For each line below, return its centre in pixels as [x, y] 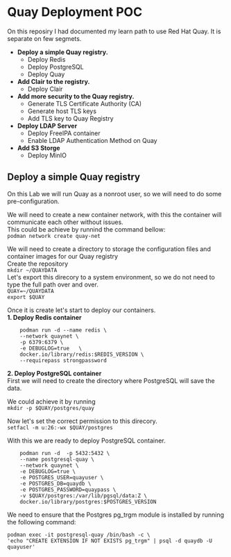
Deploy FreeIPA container [64, 133]
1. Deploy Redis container [44, 317]
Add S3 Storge [38, 148]
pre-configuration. [34, 201]
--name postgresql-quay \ [57, 459]
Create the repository [38, 264]
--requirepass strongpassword [63, 360]
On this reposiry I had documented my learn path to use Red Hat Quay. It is [114, 31]
